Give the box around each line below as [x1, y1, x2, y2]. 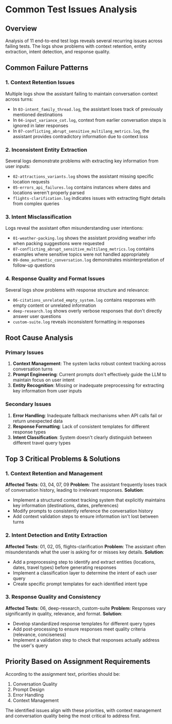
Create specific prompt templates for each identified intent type [12, 581, 148, 587]
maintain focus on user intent [12, 377, 75, 383]
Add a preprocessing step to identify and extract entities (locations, [12, 559, 156, 565]
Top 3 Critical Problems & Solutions [5, 454, 121, 463]
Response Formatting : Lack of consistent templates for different [12, 423, 150, 430]
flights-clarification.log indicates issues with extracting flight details [12, 195, 166, 201]
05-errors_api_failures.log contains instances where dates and [12, 184, 150, 190]
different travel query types [12, 439, 71, 445]
